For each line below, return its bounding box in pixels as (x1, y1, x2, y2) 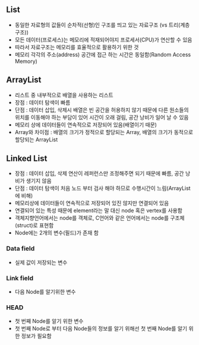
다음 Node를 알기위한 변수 (14, 288, 76, 296)
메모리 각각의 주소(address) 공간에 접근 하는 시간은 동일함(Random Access (14, 50, 191, 58)
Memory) (14, 58, 37, 65)
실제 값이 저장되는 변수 (14, 258, 68, 266)
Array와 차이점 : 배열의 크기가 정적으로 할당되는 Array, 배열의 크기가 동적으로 (14, 128, 194, 135)
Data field (6, 245, 35, 253)
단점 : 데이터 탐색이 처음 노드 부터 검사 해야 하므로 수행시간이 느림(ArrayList (14, 185, 191, 192)
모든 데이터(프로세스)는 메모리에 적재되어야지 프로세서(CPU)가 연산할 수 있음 (14, 36, 192, 43)
